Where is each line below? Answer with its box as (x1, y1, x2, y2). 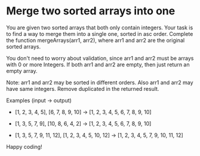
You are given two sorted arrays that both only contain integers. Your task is (6, 24, 193, 31)
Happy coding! (6, 143, 43, 150)
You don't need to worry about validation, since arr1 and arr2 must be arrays (6, 54, 194, 62)
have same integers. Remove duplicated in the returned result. (6, 85, 159, 92)
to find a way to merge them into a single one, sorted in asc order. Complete (6, 30, 193, 37)
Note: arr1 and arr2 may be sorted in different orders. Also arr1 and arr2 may (6, 79, 193, 86)
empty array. (6, 67, 38, 74)
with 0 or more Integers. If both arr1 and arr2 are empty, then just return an (6, 61, 190, 68)
